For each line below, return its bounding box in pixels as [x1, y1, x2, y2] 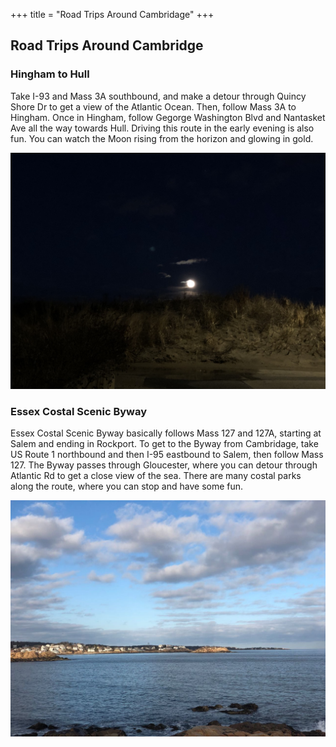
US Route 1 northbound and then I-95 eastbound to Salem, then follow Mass [10, 448, 324, 460]
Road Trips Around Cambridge [10, 37, 204, 54]
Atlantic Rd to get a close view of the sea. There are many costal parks [10, 469, 302, 481]
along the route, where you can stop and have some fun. [10, 480, 244, 492]
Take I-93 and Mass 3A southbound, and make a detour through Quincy [10, 90, 307, 102]
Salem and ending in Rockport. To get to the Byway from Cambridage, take [10, 437, 319, 449]
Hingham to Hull [10, 67, 90, 81]
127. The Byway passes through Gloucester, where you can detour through [10, 459, 318, 471]
